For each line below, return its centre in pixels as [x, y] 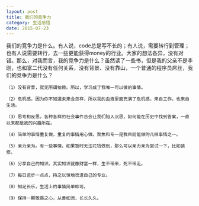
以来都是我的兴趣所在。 [31, 123]
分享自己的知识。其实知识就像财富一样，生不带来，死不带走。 [81, 164]
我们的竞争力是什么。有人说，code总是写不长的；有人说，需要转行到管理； [98, 46]
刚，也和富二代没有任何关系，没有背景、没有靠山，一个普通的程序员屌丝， [97, 68]
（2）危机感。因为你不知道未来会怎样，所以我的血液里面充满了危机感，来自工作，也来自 [98, 99]
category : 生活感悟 [28, 22]
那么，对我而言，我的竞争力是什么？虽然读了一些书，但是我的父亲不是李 [105, 60]
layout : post [22, 12]
